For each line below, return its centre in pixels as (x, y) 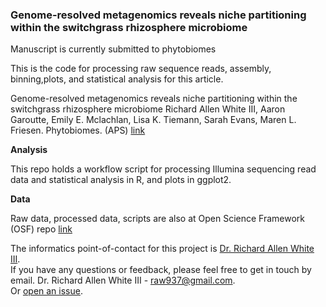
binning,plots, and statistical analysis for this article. (117, 79)
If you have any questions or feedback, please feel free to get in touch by (161, 270)
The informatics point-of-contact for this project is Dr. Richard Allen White (162, 249)
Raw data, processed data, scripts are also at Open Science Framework (158, 219)
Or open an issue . (46, 291)
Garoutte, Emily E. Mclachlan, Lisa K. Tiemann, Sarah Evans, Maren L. (153, 120)
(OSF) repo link (41, 229)
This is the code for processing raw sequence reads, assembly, (141, 69)
